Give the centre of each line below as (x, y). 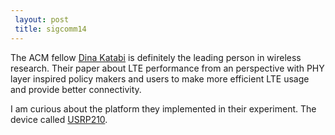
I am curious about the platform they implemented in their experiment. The (163, 108)
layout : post (42, 19)
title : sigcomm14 (50, 29)
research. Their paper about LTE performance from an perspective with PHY (167, 68)
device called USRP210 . (59, 119)
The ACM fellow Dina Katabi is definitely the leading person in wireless (156, 57)
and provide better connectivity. (76, 89)
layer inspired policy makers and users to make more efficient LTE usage (160, 78)
